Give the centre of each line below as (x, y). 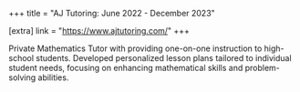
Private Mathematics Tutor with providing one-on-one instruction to (135, 48)
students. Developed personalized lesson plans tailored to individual (164, 58)
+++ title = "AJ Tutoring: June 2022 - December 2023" (112, 13)
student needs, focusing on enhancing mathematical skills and (126, 68)
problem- (262, 68)
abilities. (53, 77)
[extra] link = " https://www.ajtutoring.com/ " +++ (99, 31)
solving (22, 77)
